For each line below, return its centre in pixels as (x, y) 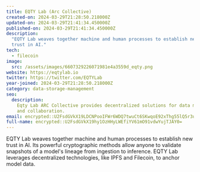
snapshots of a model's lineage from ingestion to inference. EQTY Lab (92, 151)
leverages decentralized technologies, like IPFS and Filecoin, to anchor (93, 158)
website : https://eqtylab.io (42, 72)
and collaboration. (41, 111)
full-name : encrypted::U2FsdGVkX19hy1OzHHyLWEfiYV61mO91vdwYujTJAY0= (94, 122)
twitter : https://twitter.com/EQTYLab (54, 78)
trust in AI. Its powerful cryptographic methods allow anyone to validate (94, 145)
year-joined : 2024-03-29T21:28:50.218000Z (60, 84)
